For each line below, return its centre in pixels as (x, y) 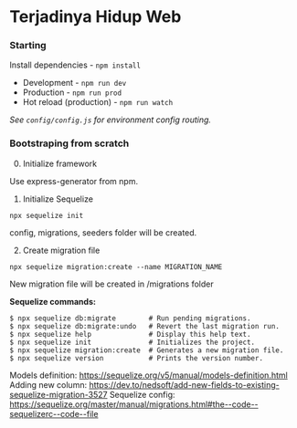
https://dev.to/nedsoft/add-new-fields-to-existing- (185, 384)
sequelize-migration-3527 (58, 394)
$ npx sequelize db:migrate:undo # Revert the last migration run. (145, 326)
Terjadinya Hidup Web (95, 17)
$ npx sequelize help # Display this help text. (130, 334)
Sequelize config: (142, 394)
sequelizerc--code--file (54, 413)
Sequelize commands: (53, 301)
